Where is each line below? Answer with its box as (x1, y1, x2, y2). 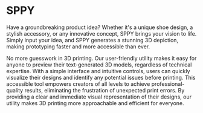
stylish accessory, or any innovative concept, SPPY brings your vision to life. (6, 30, 197, 37)
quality (6, 86, 24, 94)
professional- (151, 80, 185, 88)
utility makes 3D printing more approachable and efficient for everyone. (6, 99, 184, 106)
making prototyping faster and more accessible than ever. (6, 43, 150, 50)
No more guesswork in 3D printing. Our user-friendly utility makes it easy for (6, 54, 197, 62)
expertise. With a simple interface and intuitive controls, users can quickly (6, 67, 190, 74)
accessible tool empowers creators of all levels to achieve (6, 80, 150, 88)
